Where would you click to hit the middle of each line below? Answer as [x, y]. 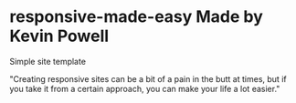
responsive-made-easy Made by [136, 17]
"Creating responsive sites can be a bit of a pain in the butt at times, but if [148, 78]
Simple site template [48, 61]
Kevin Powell [59, 36]
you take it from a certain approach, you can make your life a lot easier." [145, 88]
